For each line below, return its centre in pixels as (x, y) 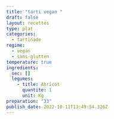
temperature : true (29, 62)
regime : (16, 46)
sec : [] (21, 73)
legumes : (22, 79)
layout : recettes (28, 23)
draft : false (22, 17)
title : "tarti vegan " (34, 12)
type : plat (20, 29)
